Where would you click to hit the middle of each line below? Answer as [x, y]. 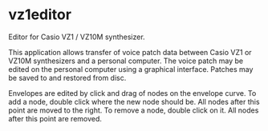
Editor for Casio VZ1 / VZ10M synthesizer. [77, 37]
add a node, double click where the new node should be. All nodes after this [134, 101]
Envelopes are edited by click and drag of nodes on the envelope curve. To [132, 93]
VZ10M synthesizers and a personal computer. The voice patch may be [126, 61]
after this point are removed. [55, 118]
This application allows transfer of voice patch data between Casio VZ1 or [130, 52]
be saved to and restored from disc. [67, 77]
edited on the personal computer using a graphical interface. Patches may [131, 69]
